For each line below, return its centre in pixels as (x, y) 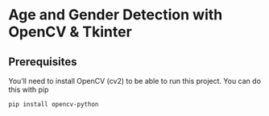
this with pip (29, 89)
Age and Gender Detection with (116, 15)
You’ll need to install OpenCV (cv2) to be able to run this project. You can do (135, 81)
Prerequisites (43, 62)
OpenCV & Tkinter (70, 32)
